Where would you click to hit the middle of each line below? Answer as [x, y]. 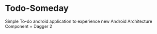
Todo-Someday [37, 8]
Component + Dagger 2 [29, 26]
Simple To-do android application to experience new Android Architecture [79, 21]
